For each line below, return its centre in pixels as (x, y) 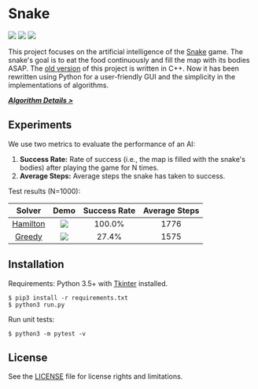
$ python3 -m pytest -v (47, 334)
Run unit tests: (31, 319)
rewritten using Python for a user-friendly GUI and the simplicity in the (122, 76)
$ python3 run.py (37, 305)
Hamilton (29, 223)
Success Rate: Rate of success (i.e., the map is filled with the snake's (133, 159)
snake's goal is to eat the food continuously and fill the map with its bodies (129, 60)
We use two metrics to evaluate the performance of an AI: (102, 144)
